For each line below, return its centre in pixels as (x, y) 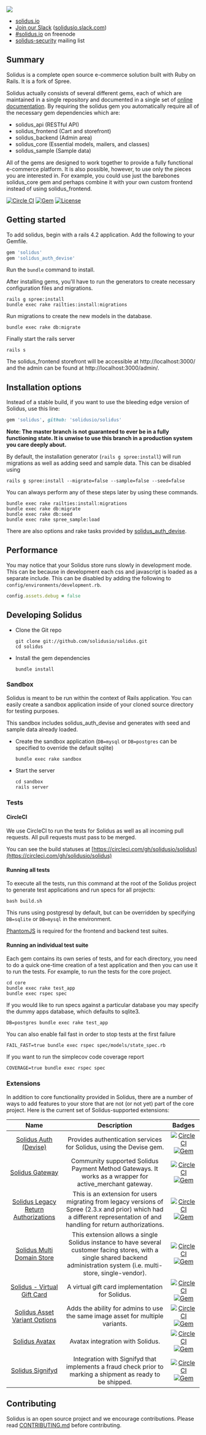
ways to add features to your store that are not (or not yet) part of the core (100, 1103)
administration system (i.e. (105, 1265)
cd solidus (29, 647)
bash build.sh (25, 901)
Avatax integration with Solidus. (115, 1341)
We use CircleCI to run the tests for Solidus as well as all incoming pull (95, 830)
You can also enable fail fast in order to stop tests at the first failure (91, 1034)
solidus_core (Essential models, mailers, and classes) (82, 144)
